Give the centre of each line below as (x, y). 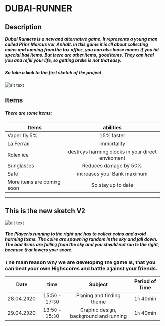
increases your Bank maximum (112, 174)
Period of (145, 281)
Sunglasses (21, 166)
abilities (112, 128)
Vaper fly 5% (23, 136)
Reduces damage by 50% (112, 166)
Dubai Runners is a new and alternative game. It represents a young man (81, 39)
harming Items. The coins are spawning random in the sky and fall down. (81, 239)
